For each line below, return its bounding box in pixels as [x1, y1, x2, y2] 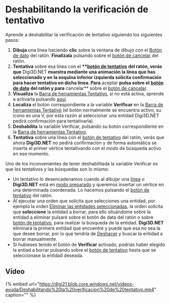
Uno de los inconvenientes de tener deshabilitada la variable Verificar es [5, 160, 158, 166]
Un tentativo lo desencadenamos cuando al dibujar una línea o [12, 176, 145, 182]
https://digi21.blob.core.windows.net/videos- [39, 281, 134, 287]
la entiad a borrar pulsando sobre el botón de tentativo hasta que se [12, 247, 156, 253]
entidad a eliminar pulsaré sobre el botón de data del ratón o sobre [12, 214, 154, 220]
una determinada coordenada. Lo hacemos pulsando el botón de [12, 186, 150, 193]
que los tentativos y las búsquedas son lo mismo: [5, 166, 109, 172]
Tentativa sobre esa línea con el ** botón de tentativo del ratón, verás [12, 63, 162, 69]
